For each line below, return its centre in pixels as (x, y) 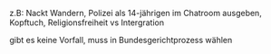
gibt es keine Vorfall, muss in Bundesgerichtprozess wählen (121, 40)
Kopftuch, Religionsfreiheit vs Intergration (87, 22)
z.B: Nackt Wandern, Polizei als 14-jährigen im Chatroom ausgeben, (136, 13)
